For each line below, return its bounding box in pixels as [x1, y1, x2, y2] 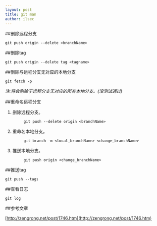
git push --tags [5, 177, 39, 182]
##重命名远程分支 [5, 99, 41, 105]
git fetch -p [5, 79, 32, 84]
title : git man [5, 12, 37, 17]
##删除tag [5, 50, 26, 56]
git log [5, 196, 21, 201]
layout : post [5, 7, 32, 12]
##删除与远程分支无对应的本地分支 [5, 69, 76, 75]
